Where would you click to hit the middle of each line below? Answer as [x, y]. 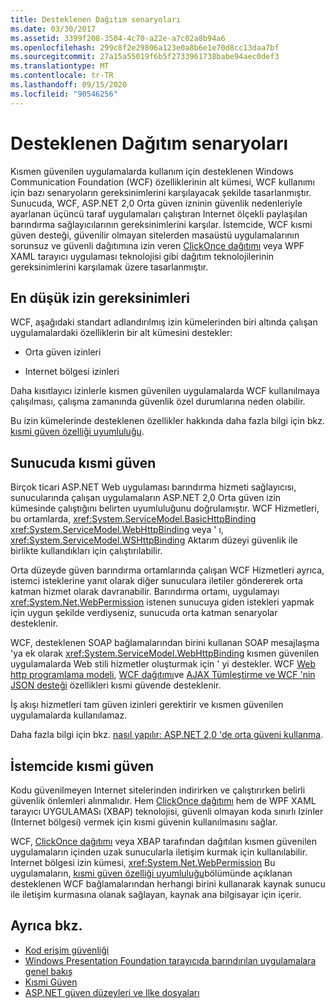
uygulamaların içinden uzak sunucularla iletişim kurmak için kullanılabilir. [159, 852]
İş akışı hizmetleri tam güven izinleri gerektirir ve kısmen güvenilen [147, 705]
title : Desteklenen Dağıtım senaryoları [96, 19]
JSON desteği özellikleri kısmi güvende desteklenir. [116, 685]
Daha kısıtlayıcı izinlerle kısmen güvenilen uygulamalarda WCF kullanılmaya [165, 391]
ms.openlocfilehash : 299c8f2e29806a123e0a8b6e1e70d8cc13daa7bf [145, 47]
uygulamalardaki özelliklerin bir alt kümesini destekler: [121, 333]
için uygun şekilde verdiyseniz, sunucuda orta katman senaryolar [144, 613]
